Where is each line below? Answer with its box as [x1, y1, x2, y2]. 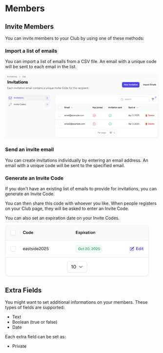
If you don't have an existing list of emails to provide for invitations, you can [5, 186, 157, 191]
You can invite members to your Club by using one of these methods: [5, 35, 144, 41]
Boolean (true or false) [12, 319, 58, 325]
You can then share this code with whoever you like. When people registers [5, 201, 157, 206]
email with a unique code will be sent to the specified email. [5, 162, 125, 168]
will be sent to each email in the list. [5, 64, 77, 70]
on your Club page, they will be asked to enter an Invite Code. [5, 206, 129, 211]
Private [12, 343, 27, 349]
